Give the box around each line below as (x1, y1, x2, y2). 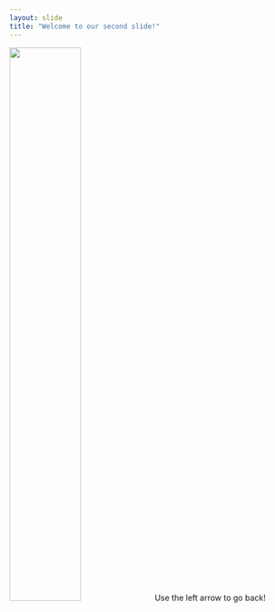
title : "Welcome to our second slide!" (9, 22, 161, 31)
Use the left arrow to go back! (153, 592, 266, 603)
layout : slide (9, 13, 64, 23)
